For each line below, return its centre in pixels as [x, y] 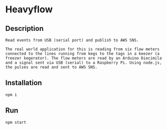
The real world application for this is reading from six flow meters [82, 49]
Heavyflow [29, 10]
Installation [24, 83]
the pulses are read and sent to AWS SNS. [51, 67]
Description [24, 29]
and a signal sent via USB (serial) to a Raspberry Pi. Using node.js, [83, 63]
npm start [16, 122]
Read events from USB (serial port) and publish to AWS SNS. [72, 40]
